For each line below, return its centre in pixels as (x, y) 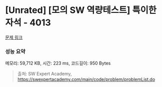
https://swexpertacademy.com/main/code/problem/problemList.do (86, 80)
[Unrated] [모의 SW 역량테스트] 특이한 (81, 10)
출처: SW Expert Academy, (44, 74)
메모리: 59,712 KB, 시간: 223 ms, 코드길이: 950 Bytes (58, 63)
